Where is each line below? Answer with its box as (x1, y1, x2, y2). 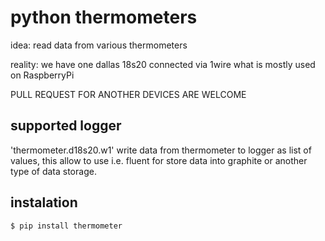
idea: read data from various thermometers (10, 39, 188, 51)
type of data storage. (10, 165, 97, 177)
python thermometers (10, 6, 198, 29)
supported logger (10, 117, 122, 135)
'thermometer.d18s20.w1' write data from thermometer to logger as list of (10, 144, 312, 156)
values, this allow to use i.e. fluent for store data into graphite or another (10, 154, 308, 166)
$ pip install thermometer (10, 221, 123, 231)
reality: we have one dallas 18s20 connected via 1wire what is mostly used (10, 58, 316, 70)
